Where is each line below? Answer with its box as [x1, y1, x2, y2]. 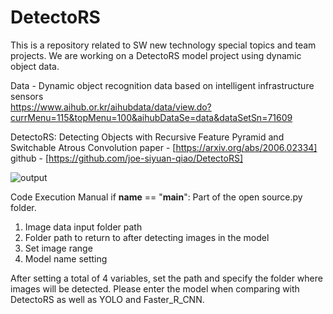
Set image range [24, 242, 93, 254]
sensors [10, 90, 44, 102]
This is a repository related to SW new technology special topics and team [10, 39, 317, 51]
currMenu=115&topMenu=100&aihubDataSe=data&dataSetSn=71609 [10, 111, 293, 123]
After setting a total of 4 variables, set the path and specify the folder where [10, 272, 323, 284]
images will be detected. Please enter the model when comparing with [10, 282, 300, 295]
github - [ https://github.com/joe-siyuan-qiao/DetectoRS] [10, 152, 244, 164]
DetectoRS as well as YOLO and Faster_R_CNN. [10, 293, 205, 305]
